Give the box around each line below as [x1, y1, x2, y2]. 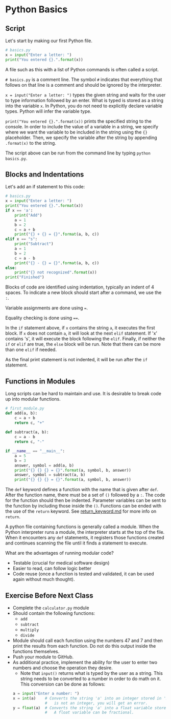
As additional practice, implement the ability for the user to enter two [12, 659, 157, 665]
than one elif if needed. [5, 346, 57, 353]
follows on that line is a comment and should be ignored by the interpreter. [5, 82, 162, 88]
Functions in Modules [5, 377, 76, 385]
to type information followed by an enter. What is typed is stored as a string [5, 97, 164, 103]
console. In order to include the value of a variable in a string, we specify [5, 123, 159, 129]
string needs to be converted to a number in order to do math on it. [20, 675, 161, 682]
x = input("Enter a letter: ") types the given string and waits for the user [5, 91, 166, 98]
